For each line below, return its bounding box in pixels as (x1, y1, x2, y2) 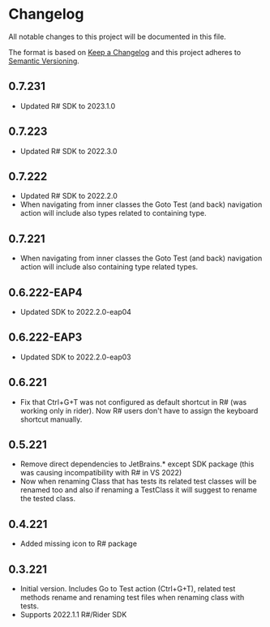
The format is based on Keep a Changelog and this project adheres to (8, 47, 242, 57)
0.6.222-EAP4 (8, 286, 83, 299)
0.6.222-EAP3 (8, 330, 83, 345)
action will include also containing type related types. (19, 262, 199, 272)
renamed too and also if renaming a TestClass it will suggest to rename (19, 485, 258, 495)
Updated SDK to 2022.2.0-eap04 (19, 307, 132, 316)
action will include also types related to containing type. (19, 208, 207, 218)
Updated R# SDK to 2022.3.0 (19, 146, 118, 156)
